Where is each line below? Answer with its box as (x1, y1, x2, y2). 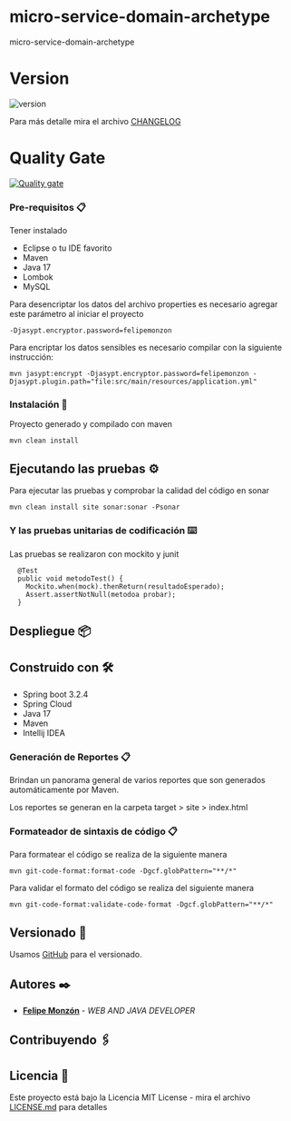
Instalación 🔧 (9, 398, 68, 411)
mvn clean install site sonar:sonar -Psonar (9, 502, 180, 512)
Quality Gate (9, 148, 106, 169)
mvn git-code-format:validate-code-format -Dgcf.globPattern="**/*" (9, 900, 274, 909)
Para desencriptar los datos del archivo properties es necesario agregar (9, 299, 278, 310)
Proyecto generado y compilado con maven (9, 419, 172, 430)
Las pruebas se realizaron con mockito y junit (9, 548, 179, 560)
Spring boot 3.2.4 (22, 689, 89, 699)
